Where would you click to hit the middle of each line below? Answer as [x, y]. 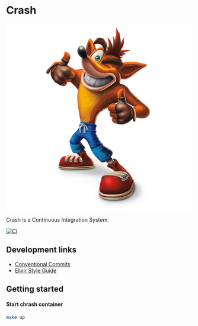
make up [16, 318]
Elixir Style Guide [36, 270]
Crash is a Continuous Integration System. [58, 219]
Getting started [35, 289]
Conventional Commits [42, 264]
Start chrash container [35, 304]
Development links [41, 250]
